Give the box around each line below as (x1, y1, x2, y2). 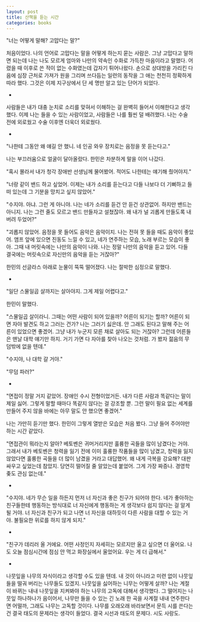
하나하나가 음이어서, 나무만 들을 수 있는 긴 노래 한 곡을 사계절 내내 (17, 595, 170, 602)
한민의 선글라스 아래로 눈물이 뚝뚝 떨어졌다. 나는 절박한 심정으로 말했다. (6, 264, 171, 271)
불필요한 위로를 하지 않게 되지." (14, 516, 86, 524)
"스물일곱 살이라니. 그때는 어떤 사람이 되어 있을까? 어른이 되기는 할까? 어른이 (6, 313, 184, 320)
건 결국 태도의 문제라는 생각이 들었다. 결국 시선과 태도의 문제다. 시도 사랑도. (6, 609, 180, 617)
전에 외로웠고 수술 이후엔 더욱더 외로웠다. (6, 119, 102, 126)
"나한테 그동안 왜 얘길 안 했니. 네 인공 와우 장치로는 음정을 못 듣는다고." (6, 143, 171, 150)
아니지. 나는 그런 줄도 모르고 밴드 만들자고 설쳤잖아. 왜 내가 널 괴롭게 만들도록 (6, 208, 186, 215)
